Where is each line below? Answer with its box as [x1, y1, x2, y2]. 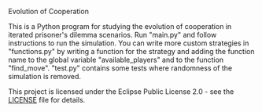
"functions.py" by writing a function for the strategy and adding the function [8, 47, 255, 56]
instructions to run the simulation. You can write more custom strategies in [8, 38, 249, 48]
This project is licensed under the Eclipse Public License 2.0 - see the [8, 87, 234, 96]
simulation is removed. [8, 72, 81, 81]
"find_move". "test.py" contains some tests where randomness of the [8, 63, 233, 73]
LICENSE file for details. [8, 96, 86, 104]
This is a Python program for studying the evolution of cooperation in [8, 22, 232, 31]
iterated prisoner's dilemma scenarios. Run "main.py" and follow [8, 31, 217, 39]
